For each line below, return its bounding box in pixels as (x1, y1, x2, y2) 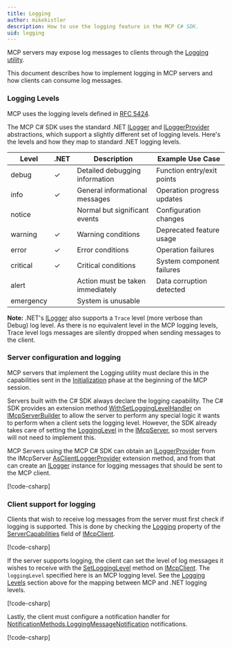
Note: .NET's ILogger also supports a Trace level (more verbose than (7, 314, 203, 322)
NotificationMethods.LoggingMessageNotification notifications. (7, 620, 188, 629)
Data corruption (156, 276, 207, 285)
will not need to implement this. (7, 433, 97, 441)
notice (10, 209, 31, 219)
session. (7, 383, 31, 391)
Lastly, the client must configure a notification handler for (7, 613, 171, 621)
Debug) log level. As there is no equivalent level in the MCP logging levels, (7, 321, 218, 329)
